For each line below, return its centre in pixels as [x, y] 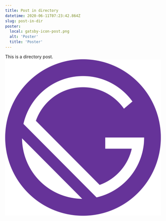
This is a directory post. [29, 57]
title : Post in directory [32, 10]
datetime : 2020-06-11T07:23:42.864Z [43, 16]
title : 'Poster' [26, 42]
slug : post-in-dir [24, 21]
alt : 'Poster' [24, 37]
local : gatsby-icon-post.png [40, 32]
